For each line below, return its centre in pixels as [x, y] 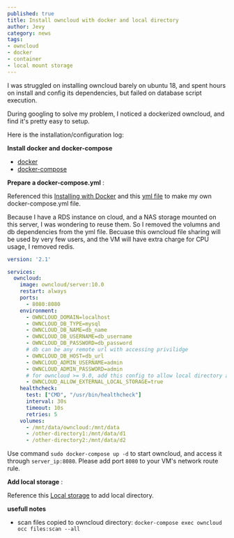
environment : [39, 311]
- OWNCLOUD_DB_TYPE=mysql [63, 324]
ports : [29, 298]
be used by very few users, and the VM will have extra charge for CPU [108, 239]
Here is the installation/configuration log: [65, 134]
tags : [15, 40]
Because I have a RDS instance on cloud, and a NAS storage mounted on [112, 217]
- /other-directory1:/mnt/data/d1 [76, 434]
